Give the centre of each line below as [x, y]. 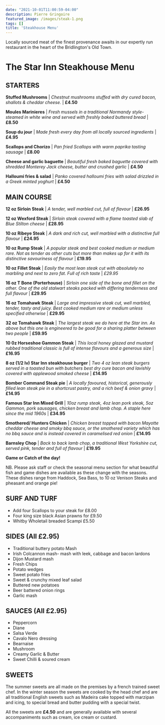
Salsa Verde [25, 633]
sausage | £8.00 [23, 152]
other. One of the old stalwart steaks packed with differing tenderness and [81, 288]
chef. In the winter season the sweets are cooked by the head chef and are [82, 692]
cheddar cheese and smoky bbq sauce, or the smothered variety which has [83, 428]
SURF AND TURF [32, 499]
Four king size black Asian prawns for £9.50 [57, 516]
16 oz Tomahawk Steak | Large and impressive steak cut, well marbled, [78, 303]
